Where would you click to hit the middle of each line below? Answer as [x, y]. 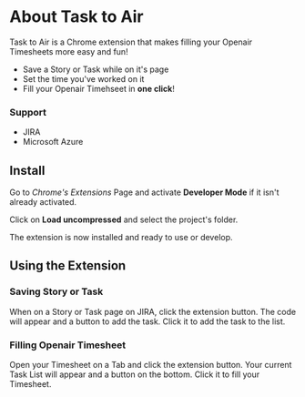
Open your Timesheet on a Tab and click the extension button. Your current [151, 365]
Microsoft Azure [53, 142]
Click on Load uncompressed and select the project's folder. [124, 219]
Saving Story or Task [56, 291]
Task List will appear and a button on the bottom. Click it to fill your [135, 374]
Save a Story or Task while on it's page [96, 69]
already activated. [43, 202]
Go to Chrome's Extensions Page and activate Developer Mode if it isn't [144, 192]
